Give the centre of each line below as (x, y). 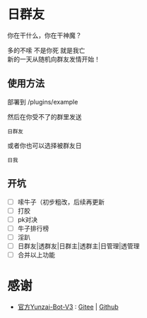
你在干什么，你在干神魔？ (45, 35)
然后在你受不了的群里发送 (45, 116)
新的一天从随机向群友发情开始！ (54, 59)
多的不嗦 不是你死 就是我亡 (46, 50)
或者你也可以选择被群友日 (45, 145)
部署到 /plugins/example (43, 102)
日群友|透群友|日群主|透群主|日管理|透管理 (78, 246)
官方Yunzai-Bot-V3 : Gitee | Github (68, 307)
